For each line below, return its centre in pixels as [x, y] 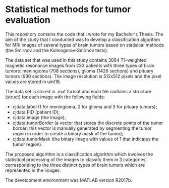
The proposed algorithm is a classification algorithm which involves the [79, 154]
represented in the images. [33, 170]
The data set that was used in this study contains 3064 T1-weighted [76, 60]
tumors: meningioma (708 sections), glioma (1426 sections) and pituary [79, 71]
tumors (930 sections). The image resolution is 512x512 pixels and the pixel [83, 76]
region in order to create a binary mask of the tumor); [68, 133]
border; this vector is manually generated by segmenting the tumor [82, 128]
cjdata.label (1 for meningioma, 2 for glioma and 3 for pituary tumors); [85, 106]
